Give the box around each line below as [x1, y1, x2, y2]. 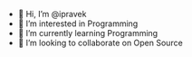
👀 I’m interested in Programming [17, 18, 139, 29]
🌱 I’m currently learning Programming [17, 28, 158, 38]
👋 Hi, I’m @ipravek [17, 9, 87, 19]
